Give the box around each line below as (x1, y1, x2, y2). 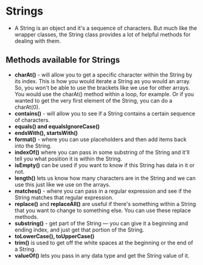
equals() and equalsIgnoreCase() (14, 123, 100, 130)
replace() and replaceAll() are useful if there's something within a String (14, 200, 196, 207)
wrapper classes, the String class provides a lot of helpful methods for (14, 30, 191, 38)
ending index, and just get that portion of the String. (14, 226, 145, 233)
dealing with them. (14, 37, 61, 44)
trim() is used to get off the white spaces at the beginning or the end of (14, 239, 193, 246)
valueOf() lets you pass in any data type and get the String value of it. (14, 252, 190, 259)
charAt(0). (14, 103, 40, 111)
